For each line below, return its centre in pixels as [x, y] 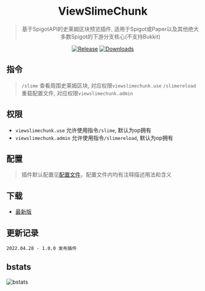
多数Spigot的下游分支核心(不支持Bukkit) [110, 36]
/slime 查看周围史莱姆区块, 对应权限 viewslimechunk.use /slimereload [109, 85]
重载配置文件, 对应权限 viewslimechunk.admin [77, 93]
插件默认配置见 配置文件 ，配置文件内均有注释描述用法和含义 [96, 175]
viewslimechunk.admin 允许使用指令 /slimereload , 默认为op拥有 [94, 138]
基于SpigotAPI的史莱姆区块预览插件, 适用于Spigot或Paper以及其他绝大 [110, 29]
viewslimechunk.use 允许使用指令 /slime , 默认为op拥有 [83, 130]
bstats [19, 267]
